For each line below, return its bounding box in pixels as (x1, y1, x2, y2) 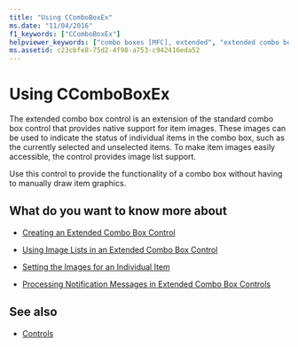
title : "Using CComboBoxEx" (9, 12, 114, 22)
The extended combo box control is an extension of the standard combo (9, 114, 274, 124)
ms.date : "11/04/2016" (9, 21, 93, 30)
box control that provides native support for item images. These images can (9, 123, 286, 134)
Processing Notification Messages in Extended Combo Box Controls (21, 279, 271, 289)
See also (9, 304, 58, 319)
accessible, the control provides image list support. (9, 152, 197, 162)
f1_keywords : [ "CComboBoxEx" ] (9, 29, 122, 38)
